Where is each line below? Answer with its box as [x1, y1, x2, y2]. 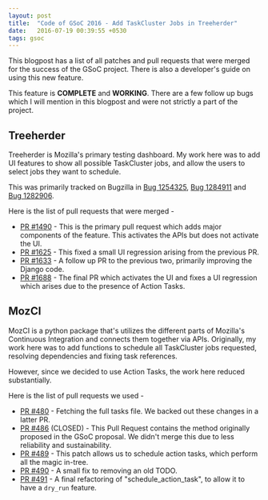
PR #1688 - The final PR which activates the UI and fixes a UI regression [19, 273, 258, 282]
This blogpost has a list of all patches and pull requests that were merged [8, 56, 250, 66]
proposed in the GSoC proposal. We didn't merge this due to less [19, 431, 234, 441]
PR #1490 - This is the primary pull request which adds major [19, 222, 222, 232]
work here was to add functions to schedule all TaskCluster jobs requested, [8, 342, 258, 352]
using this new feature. [8, 73, 84, 82]
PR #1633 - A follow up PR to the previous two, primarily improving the [19, 256, 253, 266]
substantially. [8, 375, 52, 385]
